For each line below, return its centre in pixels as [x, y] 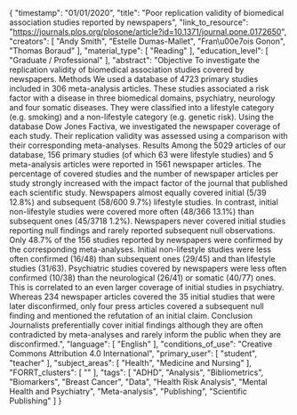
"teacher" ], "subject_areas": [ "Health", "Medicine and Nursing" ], [130, 363]
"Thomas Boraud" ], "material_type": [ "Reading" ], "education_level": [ [139, 51]
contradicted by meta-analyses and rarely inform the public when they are [145, 334]
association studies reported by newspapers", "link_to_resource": [129, 22]
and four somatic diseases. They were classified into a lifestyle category [142, 107]
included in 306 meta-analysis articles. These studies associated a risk [139, 89]
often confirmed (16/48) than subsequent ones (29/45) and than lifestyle [142, 259]
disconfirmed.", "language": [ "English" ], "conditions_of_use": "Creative [141, 344]
